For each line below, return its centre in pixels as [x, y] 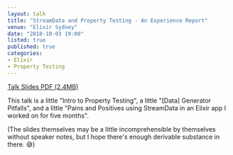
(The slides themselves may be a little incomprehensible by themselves [112, 129]
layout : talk [27, 14]
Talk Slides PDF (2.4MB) [43, 86]
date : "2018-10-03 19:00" [45, 34]
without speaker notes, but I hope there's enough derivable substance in [114, 137]
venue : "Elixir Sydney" [43, 27]
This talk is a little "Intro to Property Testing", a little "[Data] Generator [109, 101]
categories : [25, 54]
